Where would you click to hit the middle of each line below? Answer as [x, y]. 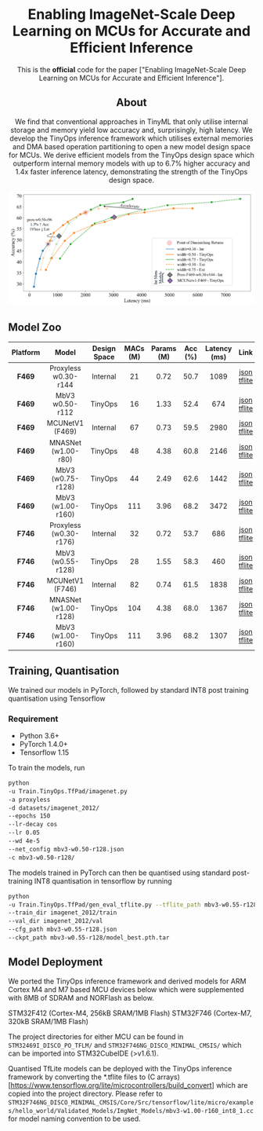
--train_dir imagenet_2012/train [63, 913]
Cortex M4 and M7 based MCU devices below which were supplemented [126, 989]
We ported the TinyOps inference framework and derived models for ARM [127, 981]
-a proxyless [29, 800]
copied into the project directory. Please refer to [85, 1093]
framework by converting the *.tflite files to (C [82, 1077]
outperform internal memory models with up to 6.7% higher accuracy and [131, 163]
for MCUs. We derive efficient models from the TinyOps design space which [131, 155]
